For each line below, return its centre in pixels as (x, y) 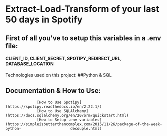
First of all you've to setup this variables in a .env (83, 38)
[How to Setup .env (57, 120)
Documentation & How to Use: (53, 91)
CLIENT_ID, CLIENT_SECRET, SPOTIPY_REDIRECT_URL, (63, 59)
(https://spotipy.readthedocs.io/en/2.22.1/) (53, 107)
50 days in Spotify (44, 20)
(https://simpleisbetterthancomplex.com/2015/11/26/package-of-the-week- (84, 124)
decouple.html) (86, 128)
